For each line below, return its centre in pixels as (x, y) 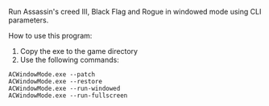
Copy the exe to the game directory (79, 51)
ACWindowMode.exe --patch (52, 75)
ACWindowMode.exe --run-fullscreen (68, 96)
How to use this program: (50, 36)
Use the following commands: (69, 60)
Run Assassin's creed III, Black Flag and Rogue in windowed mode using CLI (135, 12)
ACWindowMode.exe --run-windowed (64, 88)
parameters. (29, 20)
